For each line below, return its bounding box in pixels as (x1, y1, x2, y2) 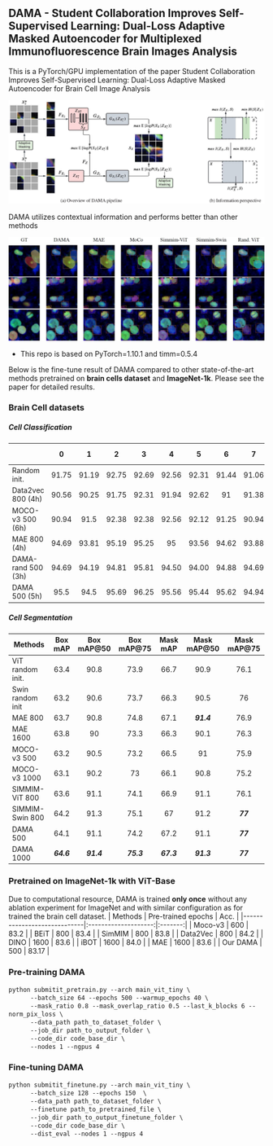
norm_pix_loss (8, 1010, 57, 1018)
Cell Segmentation (8, 613, 73, 622)
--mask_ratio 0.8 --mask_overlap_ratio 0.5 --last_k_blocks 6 (29, 1002, 245, 1010)
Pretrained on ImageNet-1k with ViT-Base (8, 876, 176, 887)
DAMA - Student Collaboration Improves (8, 7, 217, 20)
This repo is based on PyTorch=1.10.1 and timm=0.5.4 (19, 349, 198, 358)
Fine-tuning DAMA (8, 1061, 84, 1073)
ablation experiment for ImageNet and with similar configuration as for (8, 902, 244, 912)
